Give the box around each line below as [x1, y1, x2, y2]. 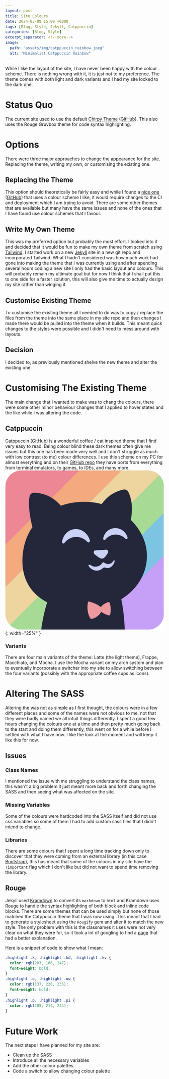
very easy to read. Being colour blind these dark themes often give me [5, 443, 151, 449]
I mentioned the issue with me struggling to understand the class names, [5, 778, 156, 784]
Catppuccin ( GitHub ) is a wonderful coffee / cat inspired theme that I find [5, 438, 157, 444]
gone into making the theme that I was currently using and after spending [5, 260, 157, 266]
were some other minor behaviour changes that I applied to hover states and [5, 404, 164, 410]
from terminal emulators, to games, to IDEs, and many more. [5, 464, 130, 471]
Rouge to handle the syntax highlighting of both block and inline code [5, 903, 149, 909]
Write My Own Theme [5, 225, 75, 233]
